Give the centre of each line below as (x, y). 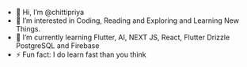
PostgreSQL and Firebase (57, 46)
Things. (28, 29)
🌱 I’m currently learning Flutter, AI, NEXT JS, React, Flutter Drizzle (123, 37)
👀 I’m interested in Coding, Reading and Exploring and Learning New (127, 20)
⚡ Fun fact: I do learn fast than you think (81, 54)
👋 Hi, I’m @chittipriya (50, 12)
